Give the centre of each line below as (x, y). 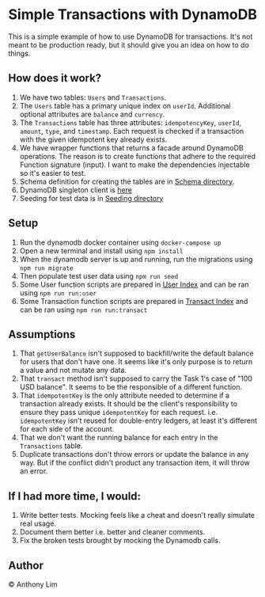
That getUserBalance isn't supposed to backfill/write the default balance (137, 353)
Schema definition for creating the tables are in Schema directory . (127, 181)
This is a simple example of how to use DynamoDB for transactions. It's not (131, 36)
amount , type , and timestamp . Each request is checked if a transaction (132, 131)
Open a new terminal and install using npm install (101, 250)
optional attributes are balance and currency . (92, 114)
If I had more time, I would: (74, 496)
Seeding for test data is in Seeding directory (91, 198)
